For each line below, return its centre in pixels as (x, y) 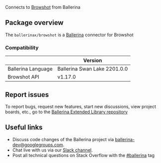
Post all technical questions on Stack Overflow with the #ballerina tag (83, 155)
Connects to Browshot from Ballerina (43, 7)
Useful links (24, 127)
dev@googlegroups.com (38, 145)
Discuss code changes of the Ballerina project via (63, 139)
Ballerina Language (30, 69)
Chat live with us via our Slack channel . (52, 150)
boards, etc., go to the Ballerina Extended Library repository (66, 112)
